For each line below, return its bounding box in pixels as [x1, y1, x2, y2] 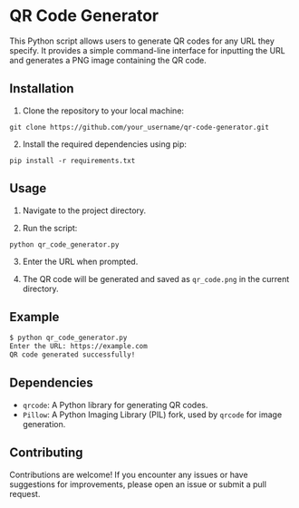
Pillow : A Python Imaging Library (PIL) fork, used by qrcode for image [22, 409, 283, 420]
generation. [22, 418, 66, 429]
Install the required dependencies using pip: [22, 138, 188, 150]
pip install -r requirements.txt [9, 156, 136, 165]
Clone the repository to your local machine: [22, 105, 184, 116]
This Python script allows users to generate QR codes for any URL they [9, 35, 275, 46]
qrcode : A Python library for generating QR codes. [22, 399, 208, 410]
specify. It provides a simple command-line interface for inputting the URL [9, 44, 285, 55]
